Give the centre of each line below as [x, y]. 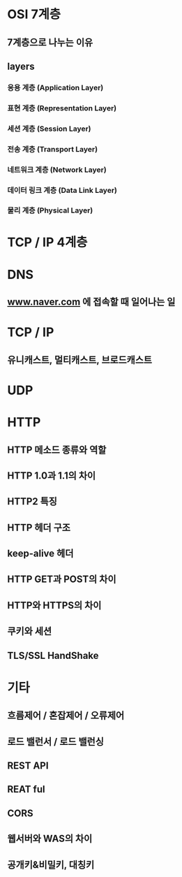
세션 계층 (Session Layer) [50, 129]
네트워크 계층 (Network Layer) [57, 170]
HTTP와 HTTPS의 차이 [54, 605]
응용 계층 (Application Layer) [55, 87]
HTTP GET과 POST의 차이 [62, 580]
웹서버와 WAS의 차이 [50, 839]
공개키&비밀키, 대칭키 [51, 865]
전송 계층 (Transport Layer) [53, 149]
